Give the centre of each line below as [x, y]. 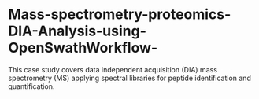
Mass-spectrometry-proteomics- [120, 15]
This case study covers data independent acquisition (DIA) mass [113, 69]
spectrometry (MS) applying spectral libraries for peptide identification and [130, 78]
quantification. [31, 86]
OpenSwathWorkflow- [83, 48]
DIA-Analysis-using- [78, 31]
